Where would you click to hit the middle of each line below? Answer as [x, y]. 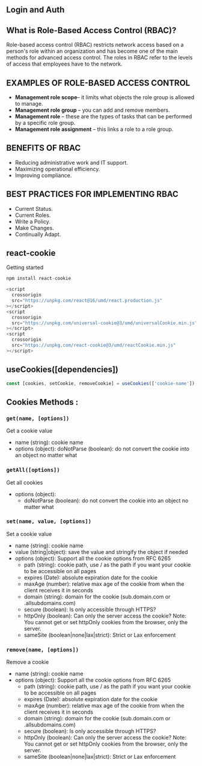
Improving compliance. [43, 175]
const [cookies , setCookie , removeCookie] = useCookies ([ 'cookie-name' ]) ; [102, 383]
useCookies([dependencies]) [63, 370]
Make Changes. [34, 228]
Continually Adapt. [38, 234]
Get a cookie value [29, 431]
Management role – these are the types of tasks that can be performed [103, 117]
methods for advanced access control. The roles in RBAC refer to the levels [99, 58]
